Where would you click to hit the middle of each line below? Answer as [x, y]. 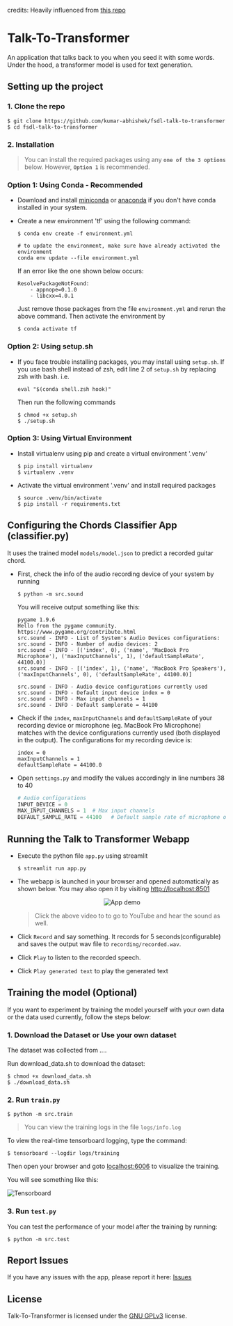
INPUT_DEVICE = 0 [42, 804]
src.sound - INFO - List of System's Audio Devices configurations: [119, 638]
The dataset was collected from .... [57, 1051]
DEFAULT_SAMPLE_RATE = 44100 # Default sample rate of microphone [119, 817]
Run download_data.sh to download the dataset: [76, 1064]
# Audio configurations [52, 798]
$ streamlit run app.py [52, 868]
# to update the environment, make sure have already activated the [119, 246]
